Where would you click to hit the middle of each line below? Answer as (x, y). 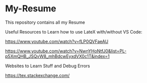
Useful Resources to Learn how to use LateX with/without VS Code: (74, 32)
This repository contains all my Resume (45, 22)
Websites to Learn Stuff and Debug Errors (48, 66)
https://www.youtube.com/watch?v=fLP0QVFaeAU (57, 41)
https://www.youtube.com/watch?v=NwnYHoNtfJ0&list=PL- (66, 51)
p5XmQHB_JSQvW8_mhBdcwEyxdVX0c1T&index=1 (57, 56)
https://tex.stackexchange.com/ (37, 75)
